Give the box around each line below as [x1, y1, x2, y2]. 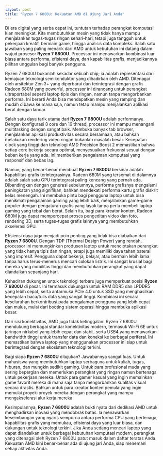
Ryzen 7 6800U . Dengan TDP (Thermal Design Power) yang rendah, [5, 238, 142, 244]
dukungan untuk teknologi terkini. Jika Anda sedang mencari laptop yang [5, 425, 151, 431]
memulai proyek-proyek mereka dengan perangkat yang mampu [5, 390, 133, 395]
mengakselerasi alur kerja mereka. [5, 395, 74, 401]
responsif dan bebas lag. [5, 157, 55, 163]
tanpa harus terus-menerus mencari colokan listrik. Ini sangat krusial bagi [5, 258, 152, 264]
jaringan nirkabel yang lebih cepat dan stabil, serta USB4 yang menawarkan [5, 328, 157, 335]
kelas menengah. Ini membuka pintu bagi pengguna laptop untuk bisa [5, 192, 144, 198]
